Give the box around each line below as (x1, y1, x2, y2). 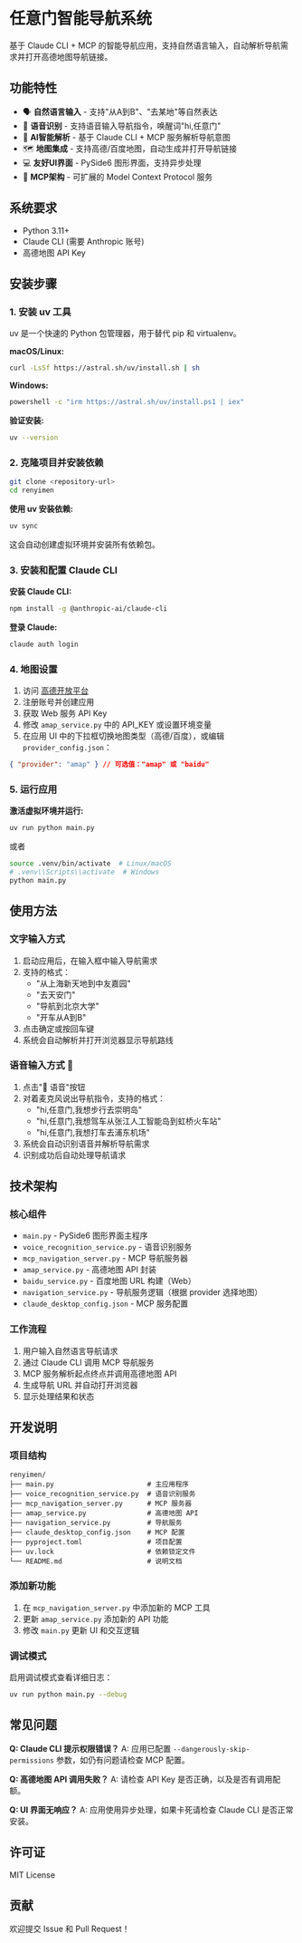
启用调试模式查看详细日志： (9, 1672, 113, 1683)
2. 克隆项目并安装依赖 (9, 456, 104, 469)
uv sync (9, 521, 39, 530)
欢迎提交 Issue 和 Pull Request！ (9, 1923, 130, 1935)
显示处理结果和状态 (22, 1390, 95, 1401)
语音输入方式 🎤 (9, 1059, 74, 1072)
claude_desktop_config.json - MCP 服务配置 (22, 1298, 189, 1310)
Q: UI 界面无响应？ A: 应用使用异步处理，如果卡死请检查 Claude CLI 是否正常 (9, 1804, 294, 1815)
